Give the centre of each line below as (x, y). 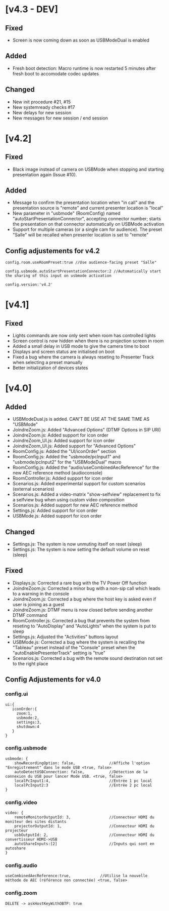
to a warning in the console (41, 593)
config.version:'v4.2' (29, 285)
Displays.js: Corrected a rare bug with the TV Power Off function (79, 583)
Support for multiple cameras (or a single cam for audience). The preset (87, 229)
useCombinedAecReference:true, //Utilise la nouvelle (76, 876)
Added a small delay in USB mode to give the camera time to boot (81, 346)
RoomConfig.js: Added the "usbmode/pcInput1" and (67, 457)
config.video (21, 802)
